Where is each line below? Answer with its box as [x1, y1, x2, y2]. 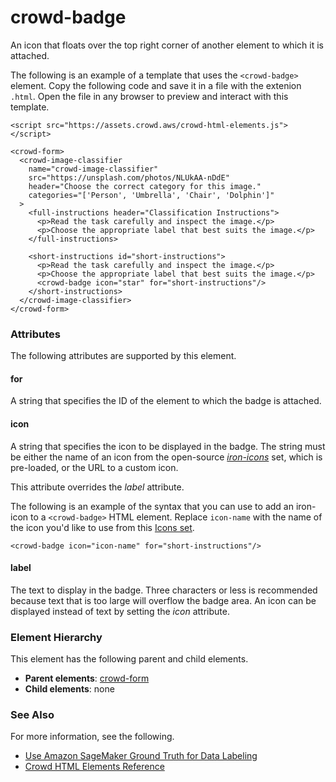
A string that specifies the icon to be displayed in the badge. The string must [10, 440, 326, 452]
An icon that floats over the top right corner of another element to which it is [10, 39, 324, 51]
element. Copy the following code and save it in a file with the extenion [10, 79, 302, 91]
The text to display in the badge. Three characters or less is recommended [10, 584, 318, 596]
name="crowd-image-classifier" [28, 164, 159, 174]
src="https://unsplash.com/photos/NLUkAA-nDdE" [28, 172, 230, 183]
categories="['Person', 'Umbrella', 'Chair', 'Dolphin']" [28, 190, 275, 200]
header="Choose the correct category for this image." [28, 181, 262, 191]
